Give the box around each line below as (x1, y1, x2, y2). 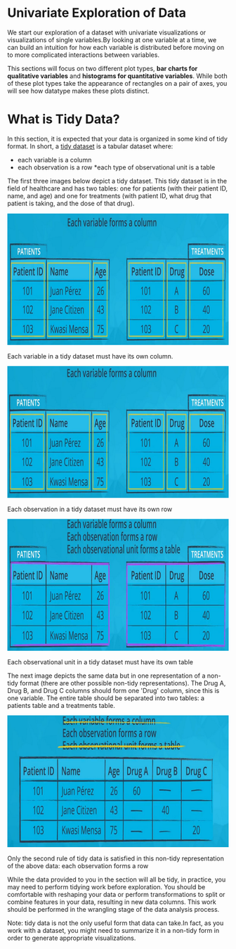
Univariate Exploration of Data (7, 5, 187, 21)
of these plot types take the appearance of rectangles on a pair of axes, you (7, 79, 228, 87)
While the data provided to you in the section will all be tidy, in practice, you (7, 875, 226, 884)
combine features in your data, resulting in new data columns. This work (7, 898, 216, 906)
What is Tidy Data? (7, 111, 121, 127)
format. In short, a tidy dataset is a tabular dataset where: (7, 142, 173, 150)
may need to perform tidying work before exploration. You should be (7, 882, 206, 891)
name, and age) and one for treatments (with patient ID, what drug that (7, 191, 212, 200)
